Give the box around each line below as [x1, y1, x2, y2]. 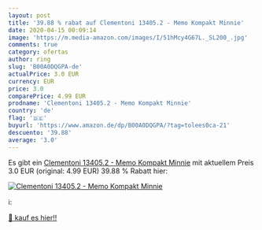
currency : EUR [8, 77, 55, 85]
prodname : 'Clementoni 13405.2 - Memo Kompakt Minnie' [8, 99, 192, 107]
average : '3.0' [8, 135, 58, 144]
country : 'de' [8, 107, 55, 115]
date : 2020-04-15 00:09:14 [8, 26, 97, 34]
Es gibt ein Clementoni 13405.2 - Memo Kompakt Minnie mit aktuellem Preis [8, 158, 254, 167]
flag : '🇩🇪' [8, 114, 47, 122]
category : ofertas [8, 48, 68, 56]
